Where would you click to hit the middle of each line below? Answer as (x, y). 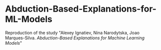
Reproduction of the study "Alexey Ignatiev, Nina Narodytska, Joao (72, 33)
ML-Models (29, 19)
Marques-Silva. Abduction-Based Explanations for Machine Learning (75, 38)
